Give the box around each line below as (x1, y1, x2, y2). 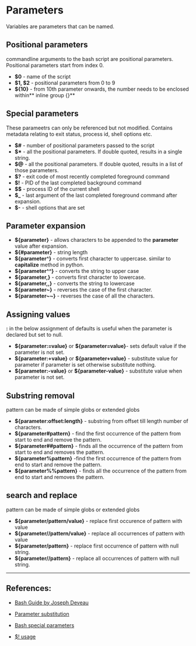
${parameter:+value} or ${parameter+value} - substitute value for (14, 355, 178, 362)
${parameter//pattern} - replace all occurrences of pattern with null (14, 555, 180, 562)
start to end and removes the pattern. (14, 449, 105, 456)
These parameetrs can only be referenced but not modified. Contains (6, 124, 173, 131)
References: (6, 583, 51, 593)
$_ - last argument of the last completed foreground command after (14, 192, 178, 199)
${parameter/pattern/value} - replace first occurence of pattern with (14, 517, 183, 524)
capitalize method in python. (14, 261, 85, 268)
